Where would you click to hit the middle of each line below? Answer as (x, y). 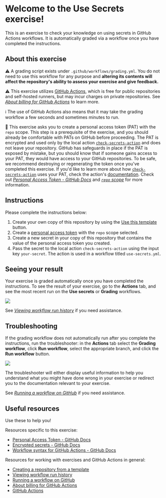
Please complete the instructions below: (46, 212)
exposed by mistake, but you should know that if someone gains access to (81, 153)
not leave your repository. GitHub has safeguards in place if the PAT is (77, 148)
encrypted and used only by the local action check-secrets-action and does (83, 142)
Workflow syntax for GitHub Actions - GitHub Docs (64, 450)
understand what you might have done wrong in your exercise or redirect (80, 378)
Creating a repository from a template (51, 469)
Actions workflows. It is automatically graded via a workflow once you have (82, 38)
